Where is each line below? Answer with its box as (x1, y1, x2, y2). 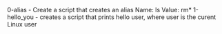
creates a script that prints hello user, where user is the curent (39, 13, 216, 21)
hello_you (7, 13, 34, 21)
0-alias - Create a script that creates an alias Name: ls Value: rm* (7, 6, 192, 14)
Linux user (7, 20, 37, 28)
